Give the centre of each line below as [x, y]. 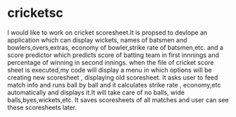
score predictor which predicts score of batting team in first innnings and [113, 55]
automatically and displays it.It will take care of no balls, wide [96, 92]
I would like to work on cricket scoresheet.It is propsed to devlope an [107, 32]
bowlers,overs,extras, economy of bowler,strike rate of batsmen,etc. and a [116, 47]
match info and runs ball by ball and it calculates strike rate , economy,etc [114, 85]
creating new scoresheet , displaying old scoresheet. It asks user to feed [113, 77]
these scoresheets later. [42, 107]
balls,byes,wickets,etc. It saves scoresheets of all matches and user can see [118, 99]
